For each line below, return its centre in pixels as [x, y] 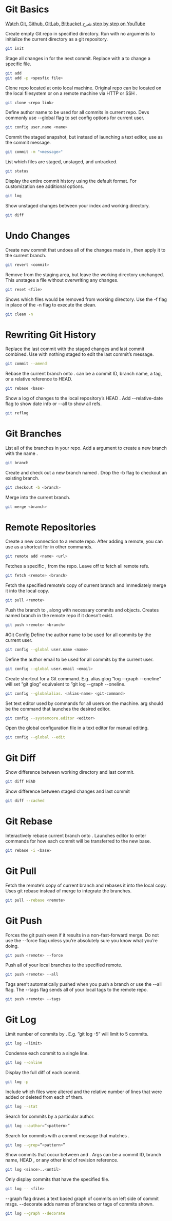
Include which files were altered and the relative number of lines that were [84, 1092]
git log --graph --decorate [35, 1214]
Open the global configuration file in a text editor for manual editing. [77, 728]
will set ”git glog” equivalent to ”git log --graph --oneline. [65, 684]
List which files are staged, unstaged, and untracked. [61, 162]
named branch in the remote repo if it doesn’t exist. [60, 616]
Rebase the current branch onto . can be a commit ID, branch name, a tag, [84, 374]
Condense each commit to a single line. [47, 1053]
